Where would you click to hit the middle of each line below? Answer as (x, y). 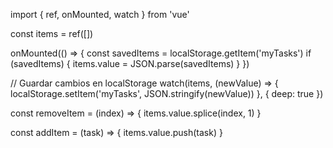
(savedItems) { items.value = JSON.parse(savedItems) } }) (130, 63)
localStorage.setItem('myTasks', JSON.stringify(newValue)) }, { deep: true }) (167, 93)
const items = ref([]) (52, 33)
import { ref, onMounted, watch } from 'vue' (100, 14)
